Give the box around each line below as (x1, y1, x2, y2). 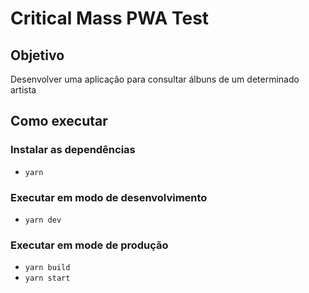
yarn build (24, 263, 71, 273)
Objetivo (10, 47, 65, 64)
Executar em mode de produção (10, 238, 169, 252)
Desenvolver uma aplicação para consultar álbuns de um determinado (10, 73, 300, 85)
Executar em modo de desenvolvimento (10, 190, 208, 204)
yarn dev (24, 215, 62, 225)
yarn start (24, 273, 71, 284)
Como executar (10, 113, 108, 130)
